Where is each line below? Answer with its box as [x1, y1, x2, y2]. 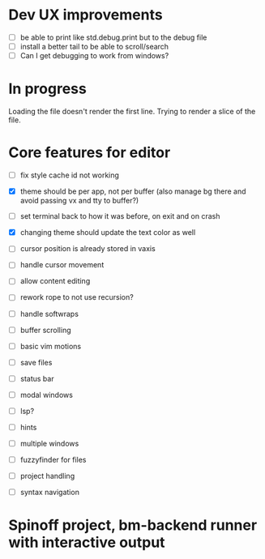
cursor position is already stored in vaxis [19, 244, 156, 254]
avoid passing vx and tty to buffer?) [19, 196, 139, 206]
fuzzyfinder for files [19, 455, 87, 465]
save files [19, 357, 53, 367]
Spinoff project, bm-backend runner [8, 516, 258, 535]
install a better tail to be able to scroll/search [19, 42, 169, 51]
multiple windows [19, 439, 79, 448]
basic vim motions [19, 341, 82, 351]
